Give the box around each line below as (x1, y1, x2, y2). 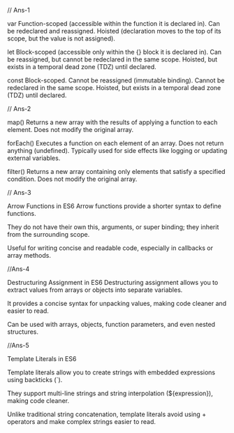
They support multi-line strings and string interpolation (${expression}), (7, 389, 213, 397)
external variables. (7, 154, 61, 162)
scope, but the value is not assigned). (7, 34, 115, 43)
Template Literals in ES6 (7, 355, 77, 362)
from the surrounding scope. (7, 230, 90, 238)
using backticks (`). (7, 376, 63, 383)
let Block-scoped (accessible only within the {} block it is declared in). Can (7, 48, 222, 56)
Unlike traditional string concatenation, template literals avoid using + (7, 410, 207, 418)
